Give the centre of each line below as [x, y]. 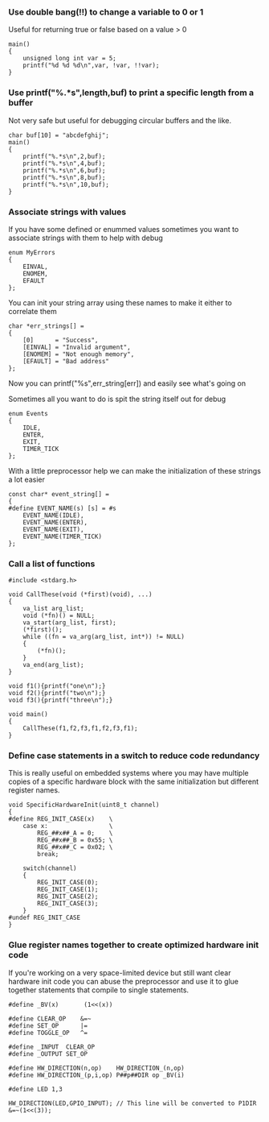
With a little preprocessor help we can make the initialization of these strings [134, 470]
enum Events [28, 413]
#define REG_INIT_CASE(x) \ [61, 819]
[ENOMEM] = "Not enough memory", [79, 354]
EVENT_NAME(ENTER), [55, 522]
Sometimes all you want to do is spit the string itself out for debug [117, 399]
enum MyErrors [32, 252]
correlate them [33, 311]
